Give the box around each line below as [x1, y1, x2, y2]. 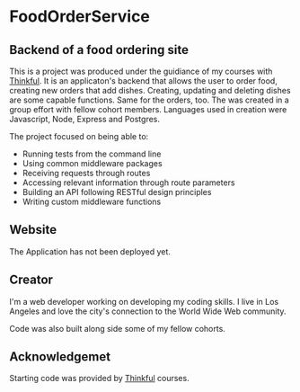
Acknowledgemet [9, 349, 110, 365]
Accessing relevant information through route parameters [22, 177, 235, 188]
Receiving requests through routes [22, 168, 151, 178]
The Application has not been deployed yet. [9, 245, 171, 257]
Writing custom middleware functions [22, 196, 162, 207]
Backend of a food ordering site [9, 42, 189, 58]
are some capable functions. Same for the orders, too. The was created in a [9, 94, 289, 105]
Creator [9, 272, 54, 288]
